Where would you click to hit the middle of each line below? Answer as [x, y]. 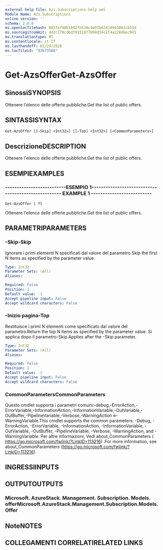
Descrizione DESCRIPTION [46, 146]
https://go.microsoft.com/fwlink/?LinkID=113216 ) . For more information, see [81, 442]
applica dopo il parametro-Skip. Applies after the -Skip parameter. [71, 336]
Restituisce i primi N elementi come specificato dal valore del [66, 326]
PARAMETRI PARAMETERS [46, 228]
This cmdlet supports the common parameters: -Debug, [95, 421]
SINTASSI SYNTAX [33, 120]
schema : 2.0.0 [20, 23]
